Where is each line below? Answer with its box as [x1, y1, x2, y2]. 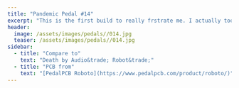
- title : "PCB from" [14, 63, 75, 70]
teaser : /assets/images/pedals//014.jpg [14, 37, 135, 44]
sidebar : [7, 43, 33, 50]
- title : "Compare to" [14, 50, 81, 57]
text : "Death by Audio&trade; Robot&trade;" [20, 57, 154, 64]
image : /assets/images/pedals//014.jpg [14, 30, 132, 38]
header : [7, 23, 31, 31]
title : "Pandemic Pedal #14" [7, 10, 94, 18]
